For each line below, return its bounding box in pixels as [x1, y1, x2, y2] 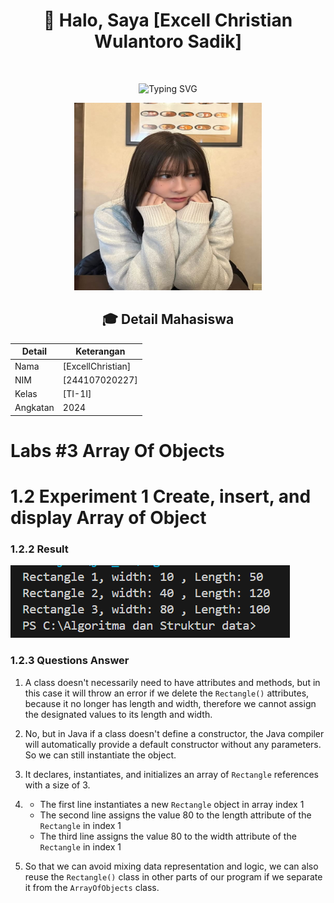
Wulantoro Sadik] [93, 30, 243, 53]
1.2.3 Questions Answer [10, 654, 130, 668]
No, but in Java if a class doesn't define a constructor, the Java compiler [24, 727, 325, 739]
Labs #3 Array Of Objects [10, 439, 225, 462]
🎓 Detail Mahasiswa [101, 311, 235, 328]
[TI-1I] [62, 388, 92, 399]
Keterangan [75, 345, 126, 358]
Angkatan [14, 402, 55, 414]
